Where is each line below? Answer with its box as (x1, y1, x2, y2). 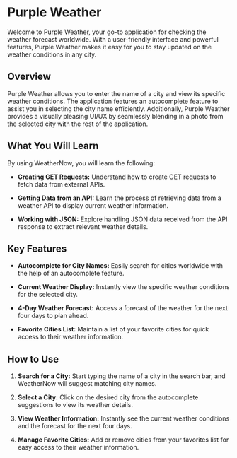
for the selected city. (17, 290, 78, 299)
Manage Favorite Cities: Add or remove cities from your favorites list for (17, 435, 229, 444)
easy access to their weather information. (17, 443, 139, 452)
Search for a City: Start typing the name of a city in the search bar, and (17, 372, 226, 380)
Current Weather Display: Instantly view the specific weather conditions (17, 283, 230, 291)
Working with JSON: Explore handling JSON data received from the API (17, 215, 228, 223)
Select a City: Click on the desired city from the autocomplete (17, 393, 199, 401)
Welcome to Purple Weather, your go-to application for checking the (7, 28, 207, 36)
